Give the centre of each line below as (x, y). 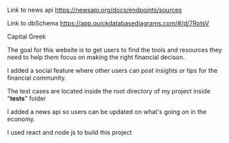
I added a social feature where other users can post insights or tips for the (112, 70)
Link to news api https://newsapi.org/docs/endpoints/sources (94, 10)
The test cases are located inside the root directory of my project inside (109, 91)
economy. (21, 119)
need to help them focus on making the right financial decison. (96, 57)
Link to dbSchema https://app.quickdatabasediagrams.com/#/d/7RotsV (108, 23)
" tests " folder (27, 98)
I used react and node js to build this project (70, 132)
